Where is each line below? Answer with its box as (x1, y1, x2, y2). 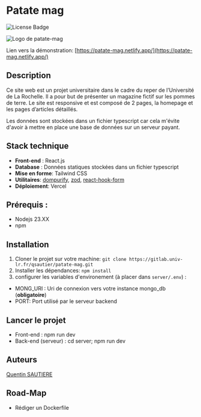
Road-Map (6, 388, 47, 398)
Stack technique (6, 141, 69, 151)
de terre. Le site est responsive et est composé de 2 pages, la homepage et (6, 99, 193, 106)
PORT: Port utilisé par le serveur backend (14, 298, 118, 305)
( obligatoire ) (14, 292, 47, 299)
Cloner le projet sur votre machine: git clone (14, 256, 127, 263)
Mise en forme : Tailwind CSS (14, 169, 88, 177)
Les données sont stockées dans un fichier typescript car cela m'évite (6, 117, 180, 124)
